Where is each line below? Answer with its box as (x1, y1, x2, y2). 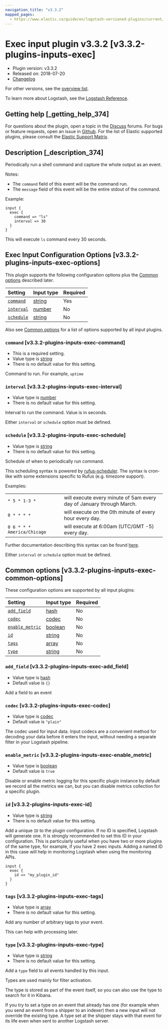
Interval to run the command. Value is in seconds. (5, 410, 107, 416)
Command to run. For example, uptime (5, 371, 84, 377)
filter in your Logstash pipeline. (5, 739, 69, 745)
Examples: (5, 483, 26, 489)
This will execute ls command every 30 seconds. (5, 236, 107, 242)
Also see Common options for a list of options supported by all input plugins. (5, 326, 163, 333)
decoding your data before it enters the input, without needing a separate (5, 734, 156, 740)
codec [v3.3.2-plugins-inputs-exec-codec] (5, 702, 111, 709)
